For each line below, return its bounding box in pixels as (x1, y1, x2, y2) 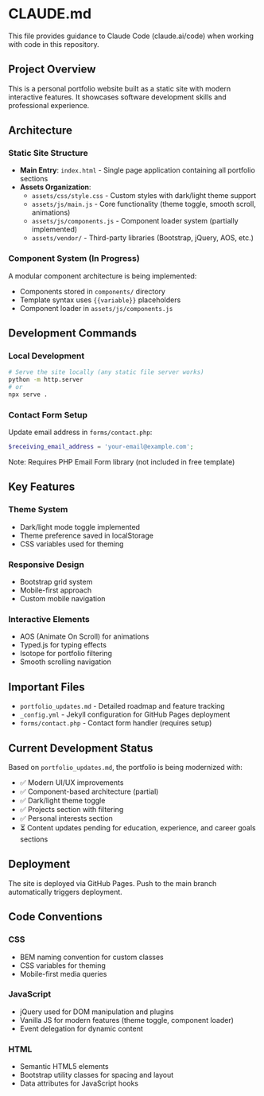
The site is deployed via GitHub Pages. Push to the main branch (8, 878, 217, 888)
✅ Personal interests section (19, 814, 113, 823)
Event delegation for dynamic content (19, 1024, 143, 1033)
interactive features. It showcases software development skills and (8, 92, 227, 102)
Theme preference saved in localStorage (19, 531, 153, 540)
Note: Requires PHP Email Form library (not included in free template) (8, 457, 235, 467)
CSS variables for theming (19, 960, 106, 970)
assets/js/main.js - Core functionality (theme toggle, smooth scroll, (31, 200, 256, 209)
